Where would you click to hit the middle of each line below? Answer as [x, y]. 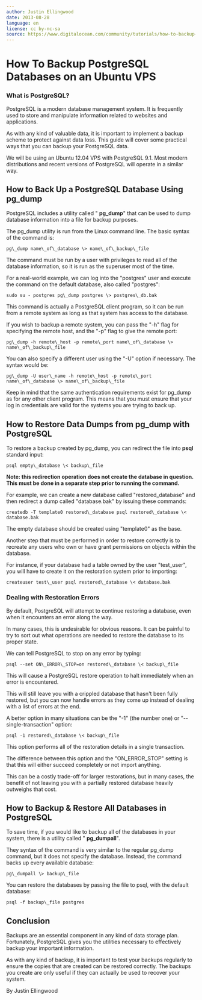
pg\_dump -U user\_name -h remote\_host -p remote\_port [79, 376]
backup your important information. [50, 948]
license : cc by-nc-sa [33, 29]
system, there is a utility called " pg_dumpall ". [63, 839]
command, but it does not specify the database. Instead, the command [94, 857]
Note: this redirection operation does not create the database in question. [100, 477]
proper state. [22, 642]
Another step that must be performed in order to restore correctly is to [93, 540]
